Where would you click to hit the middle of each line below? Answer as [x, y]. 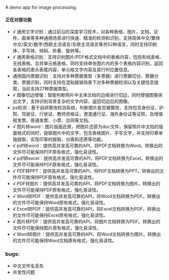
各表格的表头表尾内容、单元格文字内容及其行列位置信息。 [72, 70]
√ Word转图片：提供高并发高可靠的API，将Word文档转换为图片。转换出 [87, 234]
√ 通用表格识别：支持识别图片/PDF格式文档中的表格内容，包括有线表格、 [88, 57]
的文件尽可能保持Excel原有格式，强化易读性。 [60, 215]
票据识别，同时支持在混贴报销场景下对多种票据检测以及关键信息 [88, 83]
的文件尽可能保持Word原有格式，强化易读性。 [60, 203]
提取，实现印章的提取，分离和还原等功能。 [61, 139]
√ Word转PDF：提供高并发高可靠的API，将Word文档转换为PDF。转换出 [86, 196]
